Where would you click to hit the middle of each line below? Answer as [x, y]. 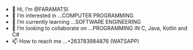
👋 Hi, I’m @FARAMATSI [40, 9]
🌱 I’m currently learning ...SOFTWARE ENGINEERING [76, 22]
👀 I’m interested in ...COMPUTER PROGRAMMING [73, 15]
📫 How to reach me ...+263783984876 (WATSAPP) [75, 41]
